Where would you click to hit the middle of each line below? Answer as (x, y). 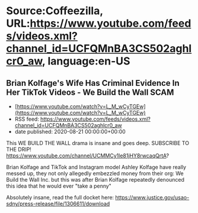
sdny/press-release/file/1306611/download (58, 204)
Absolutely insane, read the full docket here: (60, 197)
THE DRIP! (19, 149)
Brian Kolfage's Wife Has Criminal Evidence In (93, 83)
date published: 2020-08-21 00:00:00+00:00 (70, 132)
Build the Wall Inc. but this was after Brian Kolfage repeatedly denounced (95, 180)
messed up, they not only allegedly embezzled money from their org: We (95, 173)
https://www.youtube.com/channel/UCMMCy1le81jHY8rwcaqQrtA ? (88, 156)
